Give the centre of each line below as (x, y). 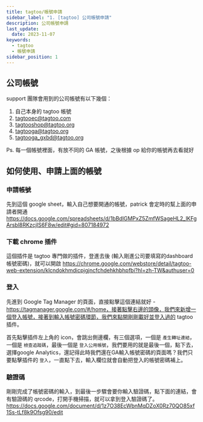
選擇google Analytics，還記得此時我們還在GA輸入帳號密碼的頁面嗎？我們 (97, 352)
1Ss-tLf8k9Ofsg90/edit (35, 412)
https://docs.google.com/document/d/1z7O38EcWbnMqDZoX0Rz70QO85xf (101, 406)
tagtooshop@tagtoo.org (45, 125)
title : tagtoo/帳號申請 (34, 12)
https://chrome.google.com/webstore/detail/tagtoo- (127, 263)
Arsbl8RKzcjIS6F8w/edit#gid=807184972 (58, 225)
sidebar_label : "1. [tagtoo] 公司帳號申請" (59, 18)
